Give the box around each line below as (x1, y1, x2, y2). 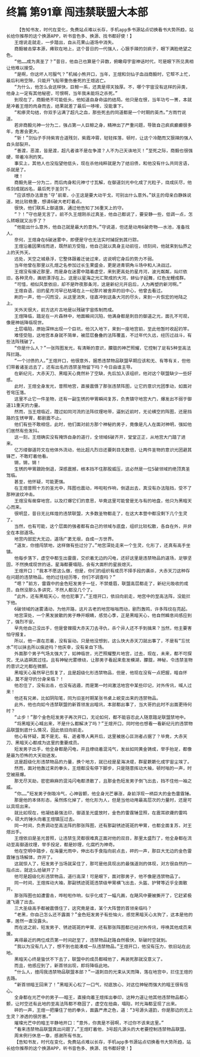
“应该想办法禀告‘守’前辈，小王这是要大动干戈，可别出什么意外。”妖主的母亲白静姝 (14, 192, 187, 198)
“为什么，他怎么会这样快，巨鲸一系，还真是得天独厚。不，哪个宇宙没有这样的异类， (14, 84, 190, 90)
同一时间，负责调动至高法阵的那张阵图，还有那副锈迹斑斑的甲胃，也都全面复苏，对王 (14, 822, 192, 829)
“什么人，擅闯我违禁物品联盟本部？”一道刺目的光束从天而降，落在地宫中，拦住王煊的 (14, 969, 193, 975)
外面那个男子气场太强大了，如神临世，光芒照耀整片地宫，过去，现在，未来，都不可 (14, 651, 188, 657)
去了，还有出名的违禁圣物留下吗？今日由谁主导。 (32, 364, 136, 370)
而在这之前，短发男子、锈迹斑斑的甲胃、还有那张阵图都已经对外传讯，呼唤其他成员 (14, 924, 188, 931)
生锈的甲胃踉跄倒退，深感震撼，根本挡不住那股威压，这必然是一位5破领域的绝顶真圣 (14, 466, 190, 472)
